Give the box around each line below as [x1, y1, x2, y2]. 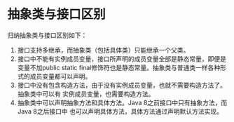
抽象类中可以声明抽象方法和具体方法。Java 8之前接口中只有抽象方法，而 [17, 98, 228, 107]
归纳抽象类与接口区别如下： [7, 31, 88, 39]
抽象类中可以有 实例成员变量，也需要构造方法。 [17, 89, 155, 98]
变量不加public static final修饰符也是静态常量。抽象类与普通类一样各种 [17, 63, 221, 72]
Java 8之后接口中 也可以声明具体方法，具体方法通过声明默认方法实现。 [17, 107, 223, 116]
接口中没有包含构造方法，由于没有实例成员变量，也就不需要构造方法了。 [17, 81, 226, 89]
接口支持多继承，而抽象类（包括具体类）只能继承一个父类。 [17, 46, 190, 54]
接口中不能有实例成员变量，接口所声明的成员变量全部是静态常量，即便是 [17, 54, 226, 63]
